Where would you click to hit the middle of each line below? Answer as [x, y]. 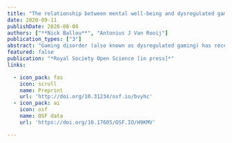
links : [17, 65]
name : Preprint [41, 90]
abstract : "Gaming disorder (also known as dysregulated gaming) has [109, 46]
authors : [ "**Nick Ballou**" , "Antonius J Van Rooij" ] [88, 33]
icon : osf [34, 110]
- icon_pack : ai [37, 103]
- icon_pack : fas [38, 77]
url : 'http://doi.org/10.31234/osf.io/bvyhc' [86, 97]
